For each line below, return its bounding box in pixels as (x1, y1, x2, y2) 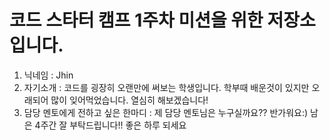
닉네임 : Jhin (23, 69, 74, 81)
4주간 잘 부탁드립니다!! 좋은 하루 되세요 (34, 119, 187, 131)
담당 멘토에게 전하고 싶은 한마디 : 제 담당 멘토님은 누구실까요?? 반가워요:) (23, 106, 309, 118)
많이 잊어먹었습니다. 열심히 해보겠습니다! (50, 94, 209, 106)
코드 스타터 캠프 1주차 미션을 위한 (9, 9, 264, 32)
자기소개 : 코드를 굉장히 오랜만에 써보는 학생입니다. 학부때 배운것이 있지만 (23, 81, 310, 93)
